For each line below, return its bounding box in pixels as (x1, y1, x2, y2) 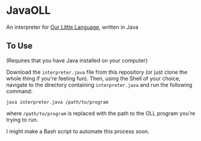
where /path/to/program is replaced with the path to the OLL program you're (6, 109, 196, 117)
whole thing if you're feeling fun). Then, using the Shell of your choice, (6, 74, 181, 82)
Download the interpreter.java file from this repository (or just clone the (6, 68, 188, 76)
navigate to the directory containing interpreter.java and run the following (6, 81, 193, 88)
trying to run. (6, 116, 38, 123)
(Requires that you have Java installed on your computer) (6, 56, 148, 64)
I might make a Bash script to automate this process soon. (6, 127, 150, 135)
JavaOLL (6, 4, 51, 17)
